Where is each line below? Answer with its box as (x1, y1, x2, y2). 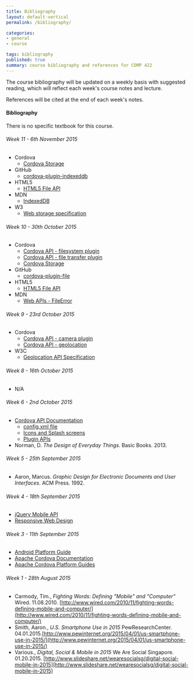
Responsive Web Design (14, 517, 73, 524)
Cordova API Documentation (14, 417, 83, 424)
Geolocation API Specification (23, 353, 95, 360)
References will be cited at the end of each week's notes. (6, 96, 144, 103)
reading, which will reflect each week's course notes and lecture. (6, 84, 163, 91)
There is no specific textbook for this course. (6, 122, 114, 129)
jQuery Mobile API (14, 511, 58, 518)
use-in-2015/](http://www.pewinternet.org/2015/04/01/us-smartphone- (14, 636, 186, 643)
